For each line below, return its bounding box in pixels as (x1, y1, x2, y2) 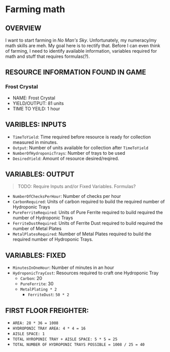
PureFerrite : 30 (20, 280, 54, 287)
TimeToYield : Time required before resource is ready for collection (12, 133, 151, 140)
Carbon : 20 (20, 275, 42, 281)
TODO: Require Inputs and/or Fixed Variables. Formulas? (17, 184, 136, 190)
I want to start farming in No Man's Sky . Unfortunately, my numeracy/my (5, 37, 157, 43)
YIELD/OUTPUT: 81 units (12, 100, 64, 106)
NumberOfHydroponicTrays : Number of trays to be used (12, 150, 125, 156)
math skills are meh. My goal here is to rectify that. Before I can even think (5, 43, 161, 49)
